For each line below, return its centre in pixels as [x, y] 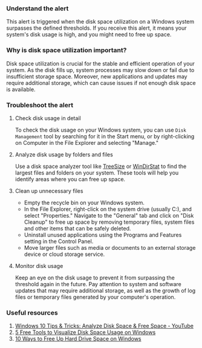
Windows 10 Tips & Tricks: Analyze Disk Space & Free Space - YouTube [104, 326]
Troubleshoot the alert [40, 105]
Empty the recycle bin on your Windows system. [84, 202]
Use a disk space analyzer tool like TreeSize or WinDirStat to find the [101, 166]
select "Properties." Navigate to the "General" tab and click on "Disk [109, 215]
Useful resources [32, 312]
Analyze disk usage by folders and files [64, 154]
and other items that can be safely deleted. [77, 228]
